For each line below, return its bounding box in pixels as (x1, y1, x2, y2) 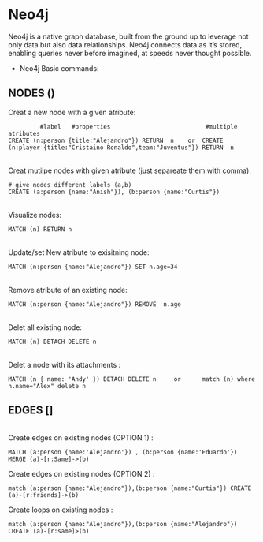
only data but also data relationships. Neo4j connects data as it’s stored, (8, 39, 243, 49)
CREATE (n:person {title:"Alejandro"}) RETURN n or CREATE (8, 136, 224, 144)
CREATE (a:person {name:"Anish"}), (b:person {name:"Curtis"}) (8, 188, 220, 196)
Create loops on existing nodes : (8, 505, 113, 514)
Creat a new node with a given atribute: (8, 107, 136, 117)
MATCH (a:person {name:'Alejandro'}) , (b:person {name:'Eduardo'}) (8, 448, 238, 456)
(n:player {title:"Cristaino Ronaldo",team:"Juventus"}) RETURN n (8, 144, 235, 151)
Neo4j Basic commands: (19, 63, 100, 73)
